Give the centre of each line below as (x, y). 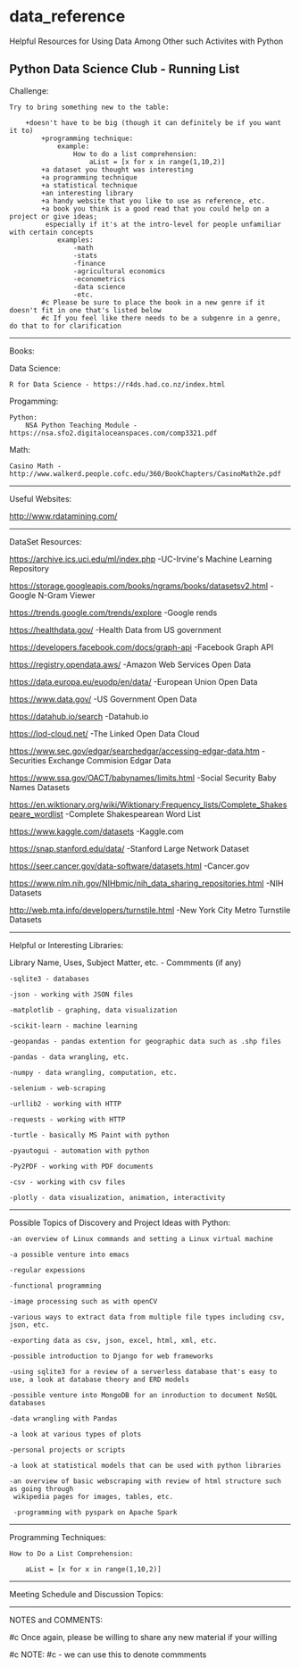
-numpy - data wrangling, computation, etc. (93, 1072)
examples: (75, 240)
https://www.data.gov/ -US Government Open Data (103, 699)
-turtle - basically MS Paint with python (89, 1135)
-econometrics (99, 279)
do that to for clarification (66, 326)
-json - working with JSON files (71, 994)
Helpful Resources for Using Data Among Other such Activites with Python (146, 41)
